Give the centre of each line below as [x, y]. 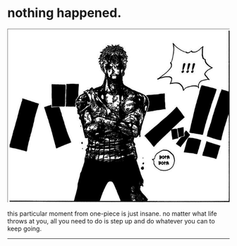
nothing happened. [65, 13]
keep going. [25, 229]
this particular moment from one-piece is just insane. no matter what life [112, 214]
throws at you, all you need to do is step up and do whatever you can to [111, 221]
